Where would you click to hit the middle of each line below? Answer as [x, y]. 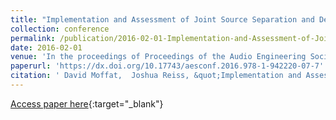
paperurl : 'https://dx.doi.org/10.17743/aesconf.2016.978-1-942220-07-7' [167, 66]
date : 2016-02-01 [46, 47]
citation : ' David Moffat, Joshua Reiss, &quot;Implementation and [156, 76]
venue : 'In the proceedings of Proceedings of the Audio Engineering [158, 57]
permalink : [33, 38]
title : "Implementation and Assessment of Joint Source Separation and [162, 19]
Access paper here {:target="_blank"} [87, 103]
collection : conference [60, 29]
